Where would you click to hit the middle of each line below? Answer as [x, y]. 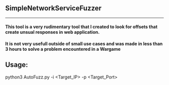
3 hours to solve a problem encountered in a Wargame [63, 49]
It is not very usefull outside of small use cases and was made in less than [84, 44]
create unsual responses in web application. [52, 32]
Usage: [17, 65]
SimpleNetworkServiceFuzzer [53, 8]
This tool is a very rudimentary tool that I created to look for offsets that [81, 27]
